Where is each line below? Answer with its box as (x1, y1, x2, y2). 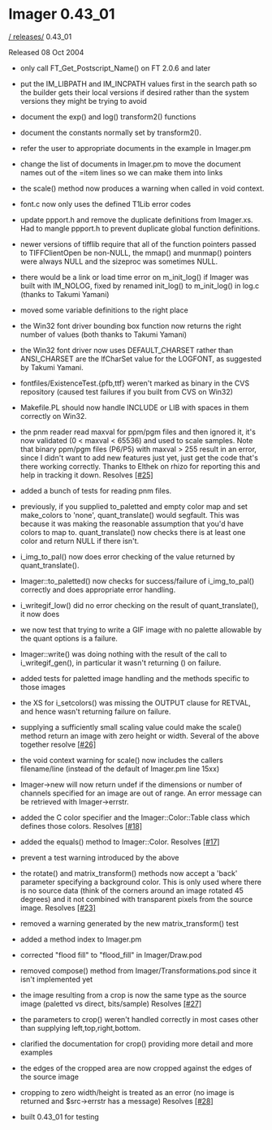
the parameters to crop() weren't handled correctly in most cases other (19, 1014, 259, 1024)
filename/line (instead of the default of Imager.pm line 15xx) (19, 764, 220, 774)
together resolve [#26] (19, 740, 97, 749)
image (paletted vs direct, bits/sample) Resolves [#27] (19, 998, 202, 1008)
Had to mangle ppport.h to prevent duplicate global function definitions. (19, 223, 261, 233)
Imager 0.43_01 (8, 5, 115, 24)
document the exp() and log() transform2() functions (19, 111, 196, 122)
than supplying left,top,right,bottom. (19, 1023, 141, 1033)
